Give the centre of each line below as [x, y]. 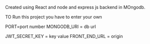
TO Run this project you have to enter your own [54, 17]
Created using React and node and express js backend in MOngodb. [75, 7]
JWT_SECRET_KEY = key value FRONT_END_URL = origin [64, 36]
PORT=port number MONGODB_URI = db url [51, 26]
